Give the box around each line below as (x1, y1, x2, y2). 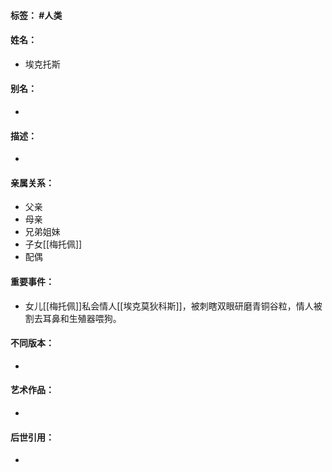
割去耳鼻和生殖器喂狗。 (24, 312, 122, 324)
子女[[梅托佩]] (24, 238, 83, 250)
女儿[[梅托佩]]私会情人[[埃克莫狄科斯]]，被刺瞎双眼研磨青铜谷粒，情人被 (24, 300, 323, 312)
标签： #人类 (10, 9, 63, 21)
